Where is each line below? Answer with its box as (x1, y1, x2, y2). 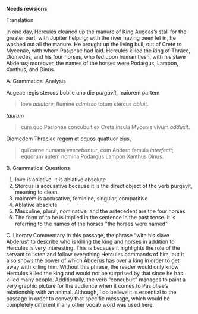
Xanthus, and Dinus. (6, 66, 55, 73)
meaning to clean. (14, 189, 59, 196)
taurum (6, 112, 24, 119)
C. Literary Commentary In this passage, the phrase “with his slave (6, 232, 169, 238)
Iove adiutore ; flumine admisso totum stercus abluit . (20, 101, 149, 108)
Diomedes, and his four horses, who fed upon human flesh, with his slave (6, 54, 186, 60)
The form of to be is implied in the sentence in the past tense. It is (14, 214, 176, 221)
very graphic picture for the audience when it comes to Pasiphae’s (6, 282, 168, 289)
